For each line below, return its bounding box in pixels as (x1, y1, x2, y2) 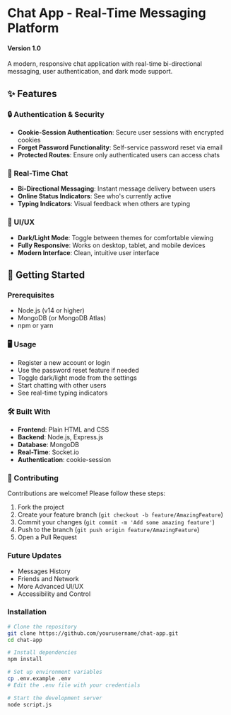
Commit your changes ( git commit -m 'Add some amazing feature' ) (17, 518, 215, 527)
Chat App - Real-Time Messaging (7, 5, 206, 21)
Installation (7, 607, 47, 617)
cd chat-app (7, 636, 42, 643)
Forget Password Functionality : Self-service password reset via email (17, 143, 223, 152)
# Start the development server (7, 694, 102, 702)
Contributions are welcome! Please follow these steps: (7, 489, 166, 497)
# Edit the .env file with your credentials (7, 682, 141, 689)
